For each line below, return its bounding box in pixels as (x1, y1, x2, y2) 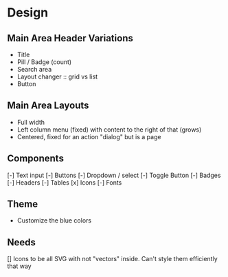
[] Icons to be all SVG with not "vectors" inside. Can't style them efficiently (7, 255, 218, 263)
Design (7, 5, 49, 21)
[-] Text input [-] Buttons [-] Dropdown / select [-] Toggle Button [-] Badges (7, 171, 221, 179)
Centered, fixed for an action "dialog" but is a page (16, 132, 161, 141)
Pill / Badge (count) (16, 58, 72, 66)
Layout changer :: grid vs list (16, 72, 98, 81)
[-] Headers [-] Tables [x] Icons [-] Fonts (7, 178, 122, 187)
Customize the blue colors (16, 216, 91, 225)
